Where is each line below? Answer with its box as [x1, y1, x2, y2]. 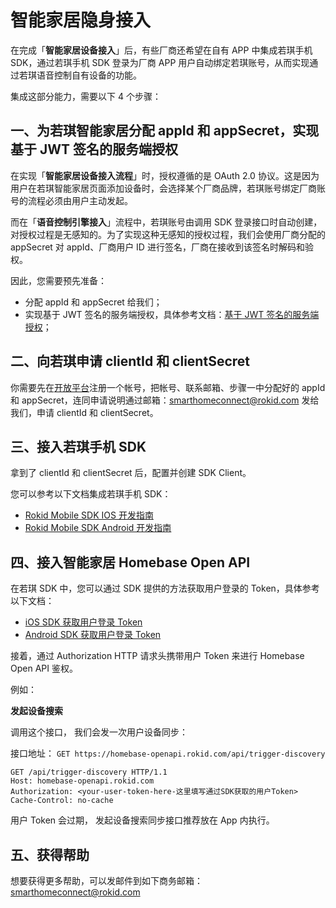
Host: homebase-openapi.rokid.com [10, 776, 155, 786]
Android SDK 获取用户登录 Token [24, 629, 162, 641]
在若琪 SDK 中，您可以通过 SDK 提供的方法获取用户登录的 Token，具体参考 [10, 582, 320, 595]
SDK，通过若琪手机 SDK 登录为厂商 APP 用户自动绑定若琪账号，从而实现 [10, 56, 310, 68]
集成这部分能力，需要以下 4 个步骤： [10, 90, 162, 102]
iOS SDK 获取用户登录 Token [24, 616, 143, 628]
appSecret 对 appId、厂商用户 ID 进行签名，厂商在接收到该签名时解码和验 [10, 241, 314, 253]
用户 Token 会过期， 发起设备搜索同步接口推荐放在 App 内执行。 [10, 814, 275, 826]
